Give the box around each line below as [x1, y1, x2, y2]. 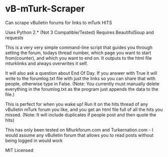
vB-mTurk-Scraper [5, 3, 85, 15]
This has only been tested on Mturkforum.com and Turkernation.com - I [5, 126, 153, 133]
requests [5, 35, 24, 41]
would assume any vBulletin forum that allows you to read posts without [5, 132, 154, 138]
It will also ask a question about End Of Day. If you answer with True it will [5, 70, 157, 76]
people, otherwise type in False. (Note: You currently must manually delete [5, 81, 159, 87]
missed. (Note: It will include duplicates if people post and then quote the [5, 111, 156, 118]
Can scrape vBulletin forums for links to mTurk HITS [5, 20, 112, 26]
